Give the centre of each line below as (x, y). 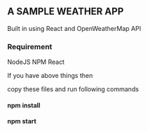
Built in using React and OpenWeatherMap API (74, 28)
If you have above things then (50, 76)
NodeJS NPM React (36, 62)
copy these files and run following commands (73, 89)
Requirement (30, 46)
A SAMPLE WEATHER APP (66, 12)
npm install (24, 105)
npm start (22, 121)
